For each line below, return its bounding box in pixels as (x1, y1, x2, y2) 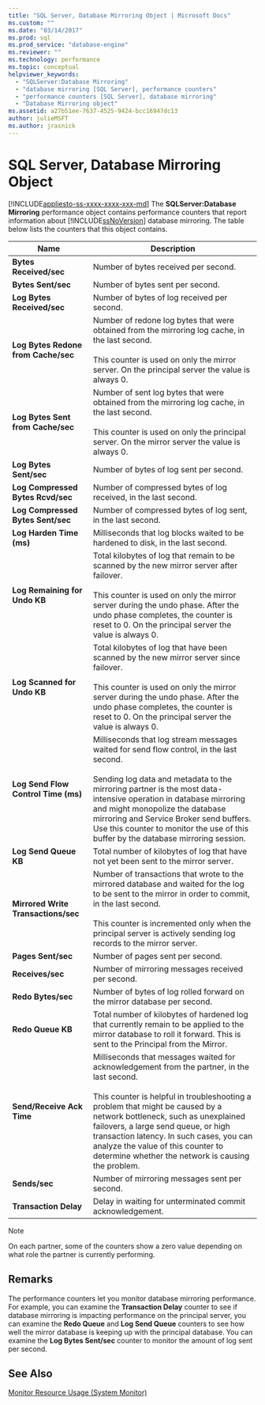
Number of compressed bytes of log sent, (92, 504, 248, 515)
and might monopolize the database (92, 803, 226, 814)
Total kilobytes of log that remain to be (92, 550, 235, 561)
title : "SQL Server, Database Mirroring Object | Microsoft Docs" (8, 11, 231, 20)
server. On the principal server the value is (92, 364, 251, 375)
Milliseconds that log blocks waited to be (92, 527, 244, 538)
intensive (92, 793, 127, 804)
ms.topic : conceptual (8, 63, 80, 71)
